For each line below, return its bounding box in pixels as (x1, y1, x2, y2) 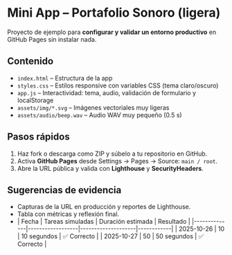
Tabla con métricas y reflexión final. (17, 210, 120, 218)
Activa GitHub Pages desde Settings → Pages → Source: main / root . (17, 156, 218, 165)
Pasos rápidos (7, 131, 71, 143)
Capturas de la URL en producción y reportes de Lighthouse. (17, 203, 191, 211)
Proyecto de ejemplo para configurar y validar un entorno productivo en (7, 28, 217, 36)
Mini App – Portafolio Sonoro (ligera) (7, 5, 221, 21)
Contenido (7, 56, 54, 67)
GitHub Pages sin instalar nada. (7, 35, 97, 43)
